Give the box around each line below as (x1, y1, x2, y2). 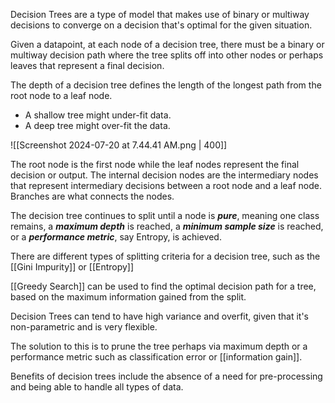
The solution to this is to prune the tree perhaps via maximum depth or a (10, 340, 308, 352)
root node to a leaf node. (10, 90, 113, 101)
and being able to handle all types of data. (10, 381, 184, 393)
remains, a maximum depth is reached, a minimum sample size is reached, (10, 220, 324, 232)
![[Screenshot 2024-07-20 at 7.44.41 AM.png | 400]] (10, 139, 228, 151)
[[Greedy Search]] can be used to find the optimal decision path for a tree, (10, 280, 317, 292)
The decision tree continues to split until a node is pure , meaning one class (10, 210, 320, 221)
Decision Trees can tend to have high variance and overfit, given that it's (10, 310, 309, 322)
